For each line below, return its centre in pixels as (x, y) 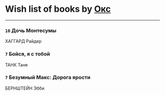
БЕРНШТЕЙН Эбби (25, 88)
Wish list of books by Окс (58, 9)
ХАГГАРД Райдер (23, 41)
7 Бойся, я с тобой (27, 54)
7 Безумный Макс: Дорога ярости (48, 77)
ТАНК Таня (16, 64)
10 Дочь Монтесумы (31, 31)
